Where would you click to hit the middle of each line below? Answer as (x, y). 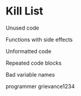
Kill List (24, 11)
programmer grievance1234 (40, 86)
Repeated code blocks (34, 63)
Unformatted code (29, 51)
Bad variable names (30, 74)
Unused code (23, 28)
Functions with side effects (39, 39)
